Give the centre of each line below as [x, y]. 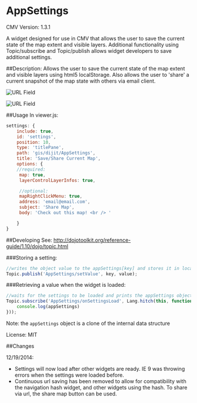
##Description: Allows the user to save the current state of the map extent [96, 68]
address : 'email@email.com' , [55, 202]
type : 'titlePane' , [40, 148]
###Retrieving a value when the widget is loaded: [66, 285]
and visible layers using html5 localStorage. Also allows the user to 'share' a [98, 74]
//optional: [34, 191]
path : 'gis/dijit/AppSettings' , [56, 153]
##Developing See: [29, 240]
